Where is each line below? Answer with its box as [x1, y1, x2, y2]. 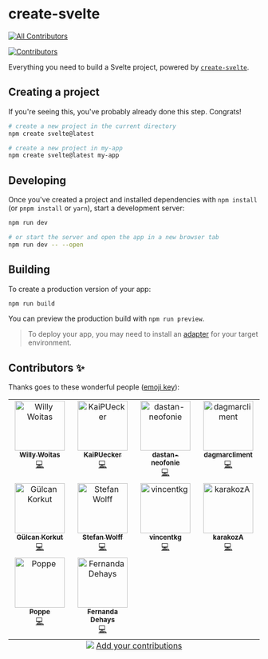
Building [8, 263, 50, 277]
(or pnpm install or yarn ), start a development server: [8, 203, 185, 213]
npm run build [8, 299, 56, 308]
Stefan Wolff [82, 533, 124, 542]
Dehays [90, 615, 116, 625]
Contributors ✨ [8, 361, 85, 374]
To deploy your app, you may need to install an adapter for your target [27, 329, 258, 339]
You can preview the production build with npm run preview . [8, 314, 205, 324]
